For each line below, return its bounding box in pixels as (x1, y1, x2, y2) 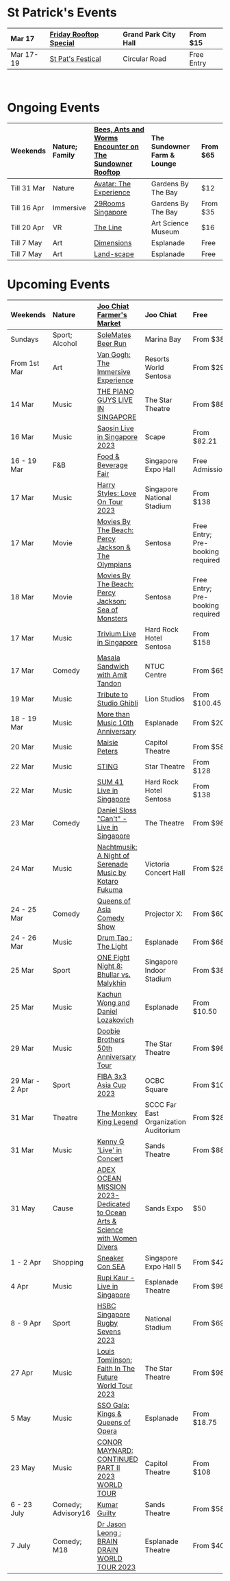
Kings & (97, 1409, 122, 1419)
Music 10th (97, 718, 134, 727)
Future (97, 1372, 118, 1382)
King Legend (97, 1117, 138, 1126)
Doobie (97, 1026, 120, 1036)
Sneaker (97, 1253, 125, 1262)
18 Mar (10, 592, 34, 601)
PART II (97, 1462, 120, 1472)
